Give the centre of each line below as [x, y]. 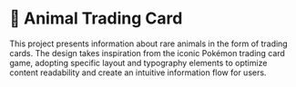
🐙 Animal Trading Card [96, 19]
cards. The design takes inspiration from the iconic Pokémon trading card [147, 53]
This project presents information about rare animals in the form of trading [149, 43]
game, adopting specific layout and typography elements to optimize [138, 63]
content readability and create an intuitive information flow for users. [138, 72]
